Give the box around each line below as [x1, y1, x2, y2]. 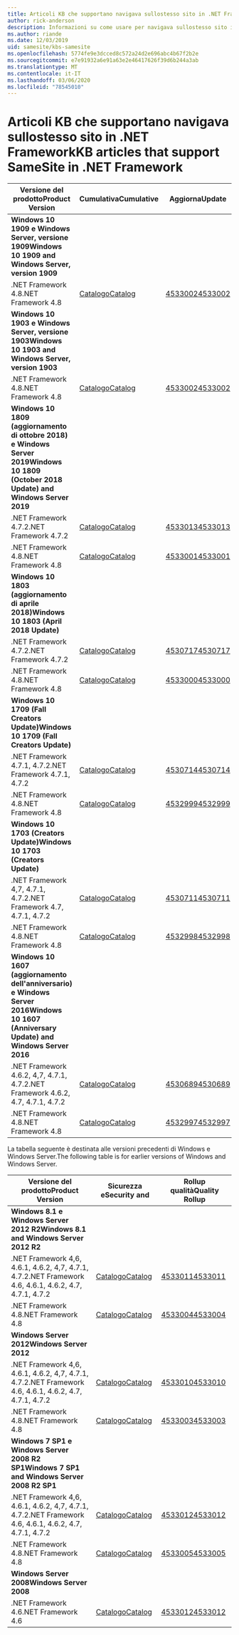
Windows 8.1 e [11, 1206, 63, 1216]
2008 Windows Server [11, 1578, 87, 1588]
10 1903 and [11, 345, 55, 355]
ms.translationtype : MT [7, 63, 78, 70]
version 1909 [11, 268, 58, 278]
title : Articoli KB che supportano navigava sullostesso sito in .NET [7, 10, 221, 18]
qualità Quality [170, 1186, 219, 1196]
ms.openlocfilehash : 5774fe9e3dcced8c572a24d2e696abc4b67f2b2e [7, 51, 199, 58]
